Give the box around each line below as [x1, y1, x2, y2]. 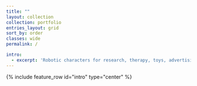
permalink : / [6, 42, 38, 47]
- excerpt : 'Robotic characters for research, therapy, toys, [11, 57, 167, 63]
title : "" [6, 8, 30, 15]
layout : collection [6, 14, 54, 20]
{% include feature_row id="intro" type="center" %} [6, 73, 133, 80]
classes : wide [6, 36, 41, 42]
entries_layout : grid [6, 25, 59, 31]
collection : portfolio [6, 19, 62, 25]
